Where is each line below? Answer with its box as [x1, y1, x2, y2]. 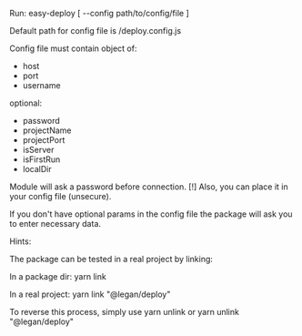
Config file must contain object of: [9, 43, 137, 54]
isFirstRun [22, 154, 61, 165]
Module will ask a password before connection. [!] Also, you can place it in [9, 181, 288, 192]
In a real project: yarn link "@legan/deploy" [9, 289, 171, 300]
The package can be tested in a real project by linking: [9, 254, 214, 264]
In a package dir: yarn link [9, 271, 106, 281]
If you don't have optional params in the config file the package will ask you [9, 209, 293, 219]
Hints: [9, 236, 32, 247]
